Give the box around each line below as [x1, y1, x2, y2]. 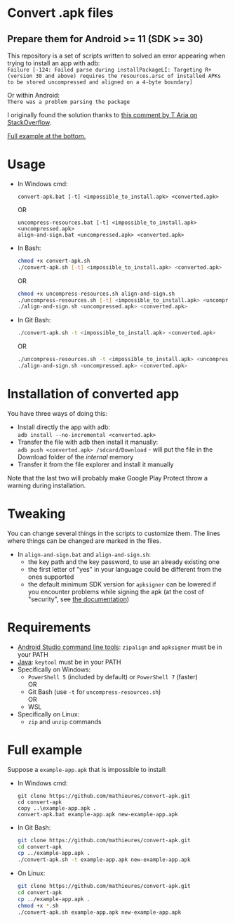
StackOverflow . [7, 118, 52, 126]
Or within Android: [7, 91, 60, 99]
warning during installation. [7, 481, 86, 490]
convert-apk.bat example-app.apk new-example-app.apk [17, 811, 178, 818]
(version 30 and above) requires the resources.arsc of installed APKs [7, 72, 221, 79]
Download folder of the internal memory [17, 452, 134, 461]
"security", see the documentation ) [27, 595, 130, 603]
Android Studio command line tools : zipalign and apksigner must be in [17, 643, 222, 651]
